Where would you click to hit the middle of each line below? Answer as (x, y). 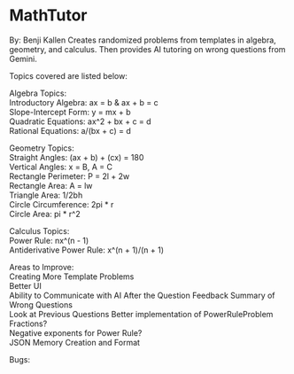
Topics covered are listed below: (69, 75)
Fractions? (28, 323)
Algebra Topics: (38, 93)
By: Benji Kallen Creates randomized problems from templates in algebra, (143, 40)
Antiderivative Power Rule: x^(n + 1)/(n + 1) (87, 250)
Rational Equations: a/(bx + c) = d (70, 130)
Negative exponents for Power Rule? (76, 332)
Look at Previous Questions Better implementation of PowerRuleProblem (141, 314)
